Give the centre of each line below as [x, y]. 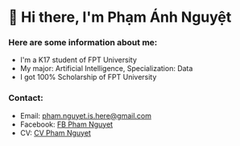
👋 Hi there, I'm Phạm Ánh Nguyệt [120, 17]
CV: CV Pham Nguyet [55, 132]
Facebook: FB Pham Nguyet [66, 124]
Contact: [26, 98]
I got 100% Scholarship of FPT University [88, 77]
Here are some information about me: [83, 43]
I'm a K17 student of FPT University [78, 60]
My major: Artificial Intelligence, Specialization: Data [106, 69]
